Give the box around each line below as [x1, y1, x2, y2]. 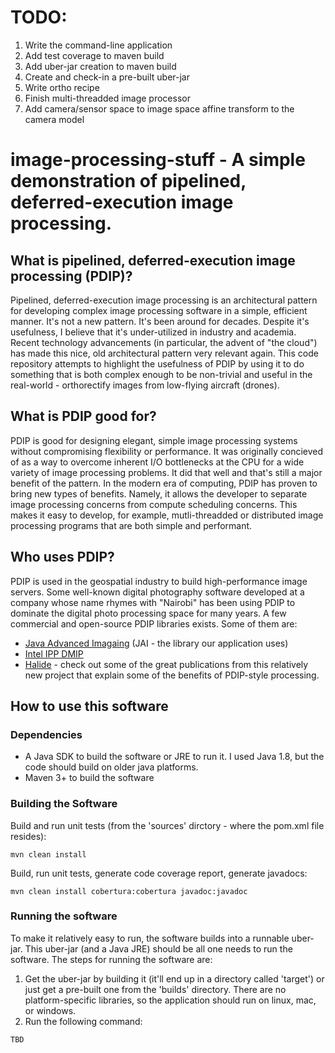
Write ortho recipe [24, 81, 100, 93]
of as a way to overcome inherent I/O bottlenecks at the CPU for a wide [10, 456, 305, 468]
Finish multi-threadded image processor [24, 92, 191, 104]
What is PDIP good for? [10, 408, 157, 425]
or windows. [24, 1004, 77, 1016]
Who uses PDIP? [10, 549, 115, 566]
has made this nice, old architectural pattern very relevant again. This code [10, 347, 319, 359]
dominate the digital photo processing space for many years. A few [10, 607, 287, 619]
